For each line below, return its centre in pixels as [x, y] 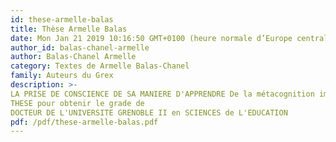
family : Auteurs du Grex [62, 76]
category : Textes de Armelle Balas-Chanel [100, 66]
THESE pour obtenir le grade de [77, 103]
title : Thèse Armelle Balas [69, 29]
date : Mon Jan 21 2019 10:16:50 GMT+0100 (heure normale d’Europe [151, 38]
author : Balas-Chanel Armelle [73, 57]
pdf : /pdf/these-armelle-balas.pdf [84, 122]
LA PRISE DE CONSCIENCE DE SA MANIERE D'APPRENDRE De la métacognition [162, 94]
